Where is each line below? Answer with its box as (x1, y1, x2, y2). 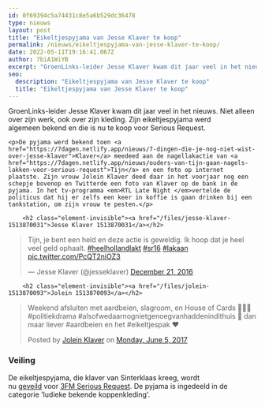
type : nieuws (8, 19, 51, 27)
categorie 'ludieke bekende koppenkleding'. (8, 390, 151, 399)
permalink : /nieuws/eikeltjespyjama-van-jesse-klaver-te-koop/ (8, 41, 221, 49)
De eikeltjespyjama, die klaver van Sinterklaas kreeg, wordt (8, 372, 200, 383)
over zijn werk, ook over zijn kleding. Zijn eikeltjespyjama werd (8, 115, 211, 125)
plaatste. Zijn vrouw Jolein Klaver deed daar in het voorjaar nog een (8, 173, 248, 181)
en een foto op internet (142, 166, 224, 174)
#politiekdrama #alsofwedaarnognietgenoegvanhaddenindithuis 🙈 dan (27, 312, 256, 321)
